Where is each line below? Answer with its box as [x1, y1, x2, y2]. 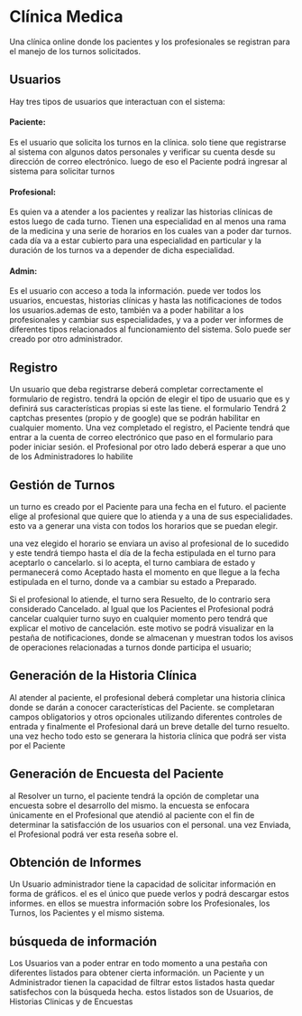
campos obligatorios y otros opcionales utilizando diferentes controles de [9, 711, 282, 722]
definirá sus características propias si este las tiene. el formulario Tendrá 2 [9, 403, 287, 414]
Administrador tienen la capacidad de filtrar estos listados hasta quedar [9, 977, 275, 988]
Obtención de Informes [9, 855, 142, 870]
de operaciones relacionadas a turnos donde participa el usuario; [9, 642, 252, 653]
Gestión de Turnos [9, 477, 115, 493]
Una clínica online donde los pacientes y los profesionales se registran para [9, 36, 290, 47]
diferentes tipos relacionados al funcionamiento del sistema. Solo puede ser [9, 324, 291, 335]
